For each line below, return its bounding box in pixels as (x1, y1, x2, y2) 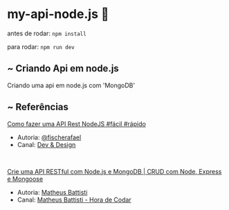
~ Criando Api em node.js (7, 62, 119, 75)
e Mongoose (7, 175, 44, 183)
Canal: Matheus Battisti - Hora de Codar (17, 195, 131, 204)
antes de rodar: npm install (7, 29, 86, 37)
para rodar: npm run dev (7, 42, 75, 51)
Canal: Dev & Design (17, 140, 76, 148)
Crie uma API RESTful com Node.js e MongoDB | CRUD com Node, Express (7, 167, 222, 175)
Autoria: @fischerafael (17, 133, 82, 141)
